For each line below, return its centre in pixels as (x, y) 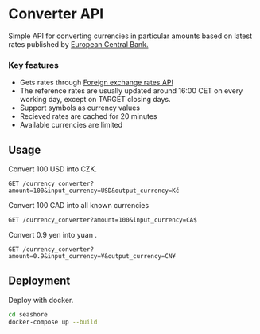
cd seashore (28, 314)
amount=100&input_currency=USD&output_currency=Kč (94, 191)
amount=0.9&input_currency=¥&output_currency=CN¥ (92, 257)
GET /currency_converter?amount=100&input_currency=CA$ (103, 220)
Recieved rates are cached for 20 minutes (88, 116)
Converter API (56, 14)
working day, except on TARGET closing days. (95, 100)
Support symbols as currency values (80, 108)
